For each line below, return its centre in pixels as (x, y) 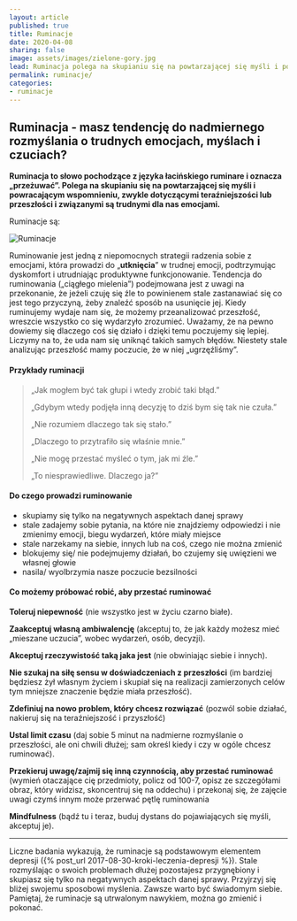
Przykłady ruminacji (47, 370)
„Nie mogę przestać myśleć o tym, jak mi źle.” (114, 458)
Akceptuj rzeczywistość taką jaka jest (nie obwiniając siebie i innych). (138, 655)
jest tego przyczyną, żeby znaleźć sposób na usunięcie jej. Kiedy (128, 303)
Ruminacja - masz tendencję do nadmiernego (137, 127)
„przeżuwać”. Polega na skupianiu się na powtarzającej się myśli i (133, 186)
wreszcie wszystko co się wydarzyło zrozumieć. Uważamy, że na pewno (141, 322)
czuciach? (38, 154)
